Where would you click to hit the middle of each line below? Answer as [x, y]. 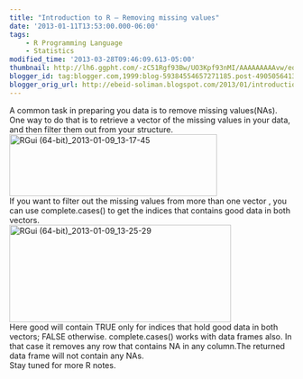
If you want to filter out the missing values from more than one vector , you [148, 201]
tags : [19, 34]
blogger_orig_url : [44, 85]
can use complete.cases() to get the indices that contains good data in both [150, 210]
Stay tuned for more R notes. [63, 365]
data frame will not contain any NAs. [77, 356]
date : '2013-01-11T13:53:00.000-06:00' [84, 26]
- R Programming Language [74, 43]
